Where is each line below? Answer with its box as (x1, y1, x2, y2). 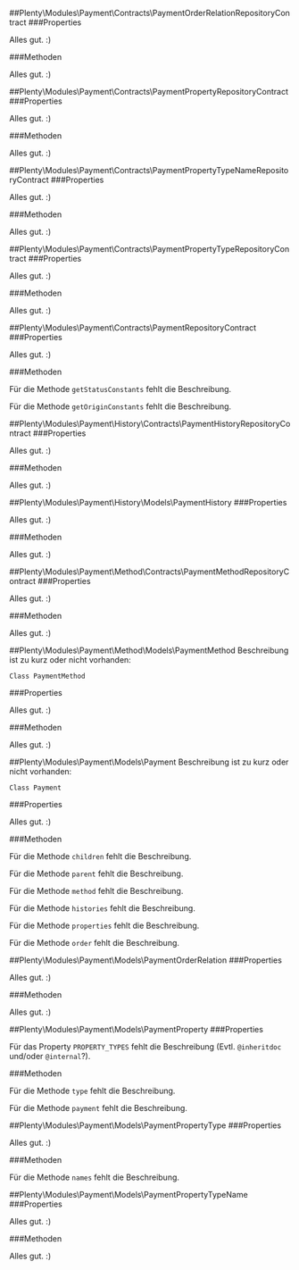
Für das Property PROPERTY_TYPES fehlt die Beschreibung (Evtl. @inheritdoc (9, 1041, 282, 1052)
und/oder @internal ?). (9, 1051, 91, 1061)
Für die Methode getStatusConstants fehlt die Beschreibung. (9, 384, 232, 394)
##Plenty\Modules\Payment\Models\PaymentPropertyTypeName (9, 1190, 248, 1199)
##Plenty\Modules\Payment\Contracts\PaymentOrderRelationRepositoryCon (9, 8, 290, 18)
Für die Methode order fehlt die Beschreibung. (9, 938, 180, 948)
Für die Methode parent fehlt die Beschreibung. (9, 868, 184, 879)
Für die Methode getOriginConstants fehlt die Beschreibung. (9, 401, 232, 412)
